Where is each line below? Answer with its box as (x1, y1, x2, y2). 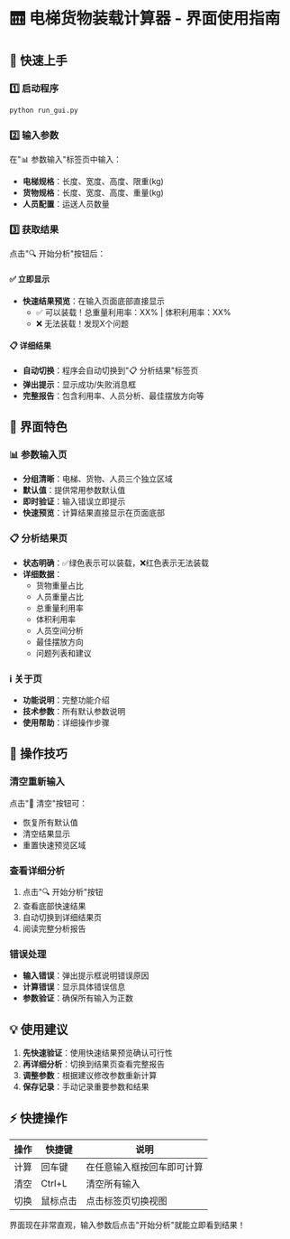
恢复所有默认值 (22, 816, 78, 827)
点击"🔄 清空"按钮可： (9, 797, 88, 808)
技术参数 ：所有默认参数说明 (22, 706, 126, 717)
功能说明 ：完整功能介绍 (22, 694, 110, 705)
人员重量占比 (35, 591, 84, 601)
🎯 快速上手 (9, 52, 68, 68)
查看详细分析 (9, 864, 66, 877)
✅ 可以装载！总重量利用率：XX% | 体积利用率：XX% (35, 306, 231, 317)
